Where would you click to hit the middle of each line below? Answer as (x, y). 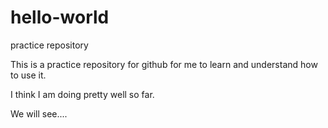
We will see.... (39, 113)
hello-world (60, 17)
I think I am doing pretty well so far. (82, 94)
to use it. (28, 75)
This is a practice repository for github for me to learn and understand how (164, 64)
